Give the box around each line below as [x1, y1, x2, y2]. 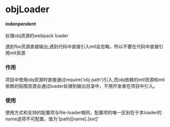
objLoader [5, 4, 50, 15]
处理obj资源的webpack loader [5, 33, 69, 39]
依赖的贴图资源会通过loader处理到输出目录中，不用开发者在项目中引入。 [5, 83, 158, 89]
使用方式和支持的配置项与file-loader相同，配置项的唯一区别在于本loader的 [5, 109, 162, 115]
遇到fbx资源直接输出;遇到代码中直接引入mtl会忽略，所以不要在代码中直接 [5, 43, 159, 49]
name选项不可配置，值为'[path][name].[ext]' [5, 116, 99, 122]
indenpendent [5, 20, 36, 27]
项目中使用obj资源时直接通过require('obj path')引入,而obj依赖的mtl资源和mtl [5, 77, 165, 83]
